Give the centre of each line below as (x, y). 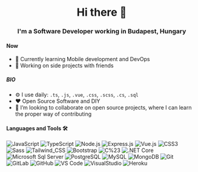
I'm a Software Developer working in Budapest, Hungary (102, 31)
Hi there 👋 (102, 12)
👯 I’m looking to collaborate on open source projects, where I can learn (103, 108)
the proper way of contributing (53, 114)
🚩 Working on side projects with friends (64, 65)
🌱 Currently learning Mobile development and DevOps (82, 59)
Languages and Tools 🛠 (37, 128)
